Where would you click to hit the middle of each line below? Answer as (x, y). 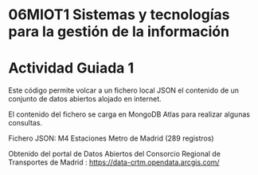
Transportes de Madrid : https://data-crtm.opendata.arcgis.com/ (114, 162)
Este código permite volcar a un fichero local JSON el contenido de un (124, 90)
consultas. (25, 123)
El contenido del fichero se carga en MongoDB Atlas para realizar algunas (129, 114)
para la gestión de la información (119, 32)
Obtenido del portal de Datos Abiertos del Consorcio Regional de (115, 154)
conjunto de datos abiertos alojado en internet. (85, 99)
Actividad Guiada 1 (71, 68)
